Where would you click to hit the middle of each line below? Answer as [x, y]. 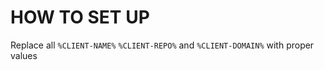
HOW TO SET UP [80, 17]
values [24, 55]
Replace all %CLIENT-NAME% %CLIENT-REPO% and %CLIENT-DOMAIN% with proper [162, 45]
